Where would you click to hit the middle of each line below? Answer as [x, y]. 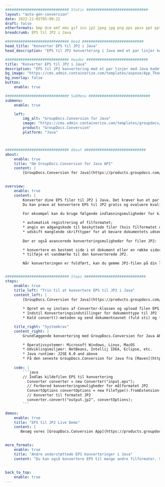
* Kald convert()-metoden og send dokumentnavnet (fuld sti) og [90, 318]
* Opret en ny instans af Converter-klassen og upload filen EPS [91, 309]
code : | [22, 368]
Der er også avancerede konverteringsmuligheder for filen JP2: [90, 241]
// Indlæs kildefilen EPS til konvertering [68, 377]
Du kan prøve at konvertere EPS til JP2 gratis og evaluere [85, 205]
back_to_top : [18, 473]
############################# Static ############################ [77, 10]
